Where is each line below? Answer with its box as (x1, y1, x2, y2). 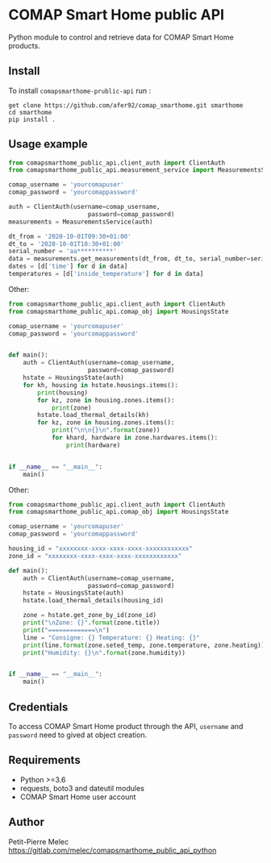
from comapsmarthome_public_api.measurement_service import (8, 166, 215, 174)
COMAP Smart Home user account (19, 792, 136, 802)
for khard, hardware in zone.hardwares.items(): (51, 434, 219, 442)
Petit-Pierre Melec (8, 836, 69, 846)
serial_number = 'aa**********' (8, 248, 117, 256)
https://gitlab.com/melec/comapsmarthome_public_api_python (8, 845, 217, 855)
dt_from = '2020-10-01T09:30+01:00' (8, 232, 131, 240)
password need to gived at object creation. (8, 730, 148, 740)
